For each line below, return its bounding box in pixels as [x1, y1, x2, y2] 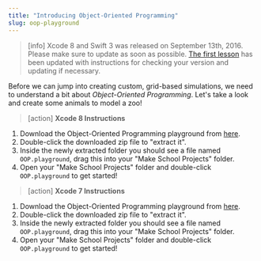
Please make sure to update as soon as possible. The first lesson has [27, 49, 253, 59]
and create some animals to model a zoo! [8, 98, 142, 108]
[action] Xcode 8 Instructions [27, 113, 126, 123]
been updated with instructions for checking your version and [27, 57, 229, 67]
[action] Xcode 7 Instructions [27, 186, 125, 195]
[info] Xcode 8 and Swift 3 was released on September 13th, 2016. [27, 40, 244, 50]
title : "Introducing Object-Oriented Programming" [8, 11, 179, 20]
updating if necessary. [27, 66, 101, 75]
